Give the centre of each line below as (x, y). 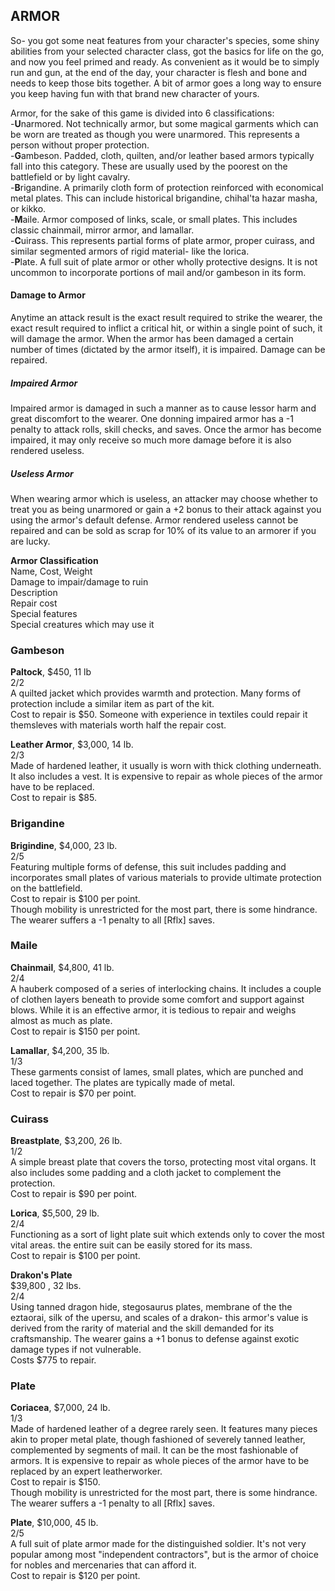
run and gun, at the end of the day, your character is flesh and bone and (159, 72)
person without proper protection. (80, 145)
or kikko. (28, 208)
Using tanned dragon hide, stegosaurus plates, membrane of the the (151, 1307)
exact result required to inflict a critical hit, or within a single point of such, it (166, 328)
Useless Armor (42, 473)
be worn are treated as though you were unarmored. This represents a (155, 134)
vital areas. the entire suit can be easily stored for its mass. (131, 1245)
